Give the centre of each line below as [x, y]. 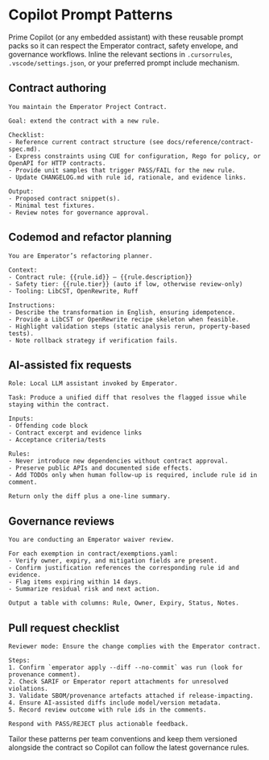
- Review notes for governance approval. [79, 212]
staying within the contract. [59, 405]
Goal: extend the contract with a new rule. [84, 121]
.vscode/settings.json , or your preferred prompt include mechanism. [124, 63]
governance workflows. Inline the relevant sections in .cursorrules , [120, 54]
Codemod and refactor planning [90, 237]
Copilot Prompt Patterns [91, 15]
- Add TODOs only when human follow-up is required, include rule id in [133, 476]
